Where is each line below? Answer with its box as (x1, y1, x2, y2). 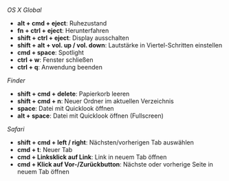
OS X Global (7, 6, 42, 14)
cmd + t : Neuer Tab (17, 146, 73, 153)
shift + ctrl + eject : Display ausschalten (17, 34, 129, 42)
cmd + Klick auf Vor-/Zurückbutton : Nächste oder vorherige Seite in (17, 160, 213, 168)
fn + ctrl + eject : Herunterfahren (17, 27, 109, 34)
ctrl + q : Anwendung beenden (17, 63, 103, 71)
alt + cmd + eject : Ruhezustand (17, 19, 107, 27)
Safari (7, 125, 25, 133)
